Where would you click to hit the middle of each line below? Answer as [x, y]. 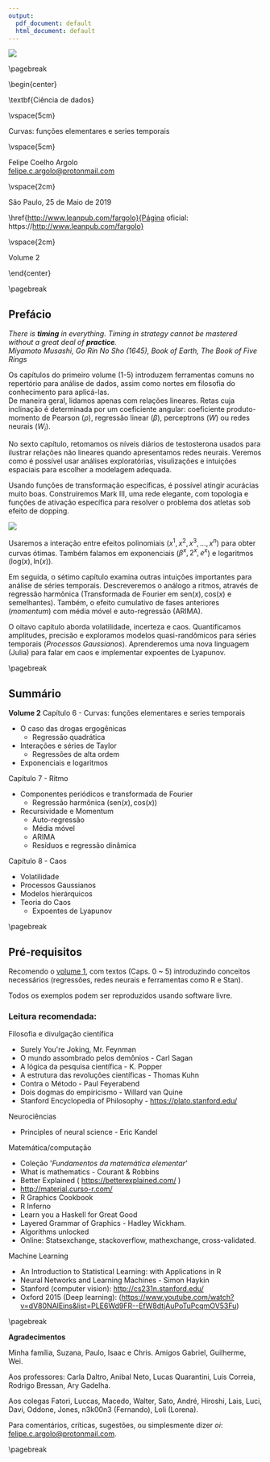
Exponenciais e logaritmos [64, 763]
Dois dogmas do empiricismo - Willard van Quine [101, 1092]
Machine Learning [38, 1256]
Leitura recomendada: [53, 1016]
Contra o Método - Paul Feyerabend [80, 1084]
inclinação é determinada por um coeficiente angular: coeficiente [117, 409]
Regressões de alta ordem [76, 754]
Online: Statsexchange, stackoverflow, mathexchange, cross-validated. [138, 1240]
